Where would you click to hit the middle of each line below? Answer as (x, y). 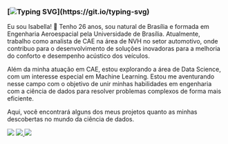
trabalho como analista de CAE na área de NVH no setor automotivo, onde (113, 41)
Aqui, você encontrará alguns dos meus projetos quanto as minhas (103, 112)
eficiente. (21, 99)
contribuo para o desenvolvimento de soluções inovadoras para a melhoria (114, 49)
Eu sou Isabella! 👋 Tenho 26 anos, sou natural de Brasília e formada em (108, 27)
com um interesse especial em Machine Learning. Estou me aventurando (111, 76)
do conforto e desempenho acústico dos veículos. (79, 56)
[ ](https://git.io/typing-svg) (78, 12)
